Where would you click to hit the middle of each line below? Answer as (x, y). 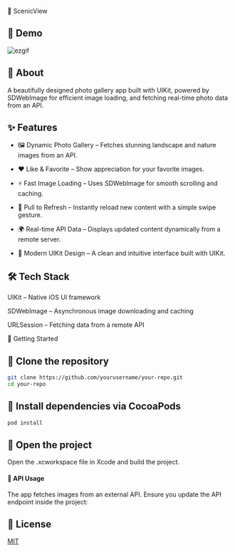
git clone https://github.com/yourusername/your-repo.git (95, 377)
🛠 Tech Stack (38, 277)
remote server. (39, 239)
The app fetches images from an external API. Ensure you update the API (115, 494)
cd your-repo (27, 384)
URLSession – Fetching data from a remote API (76, 325)
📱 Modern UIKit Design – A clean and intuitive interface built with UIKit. (121, 254)
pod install (25, 423)
